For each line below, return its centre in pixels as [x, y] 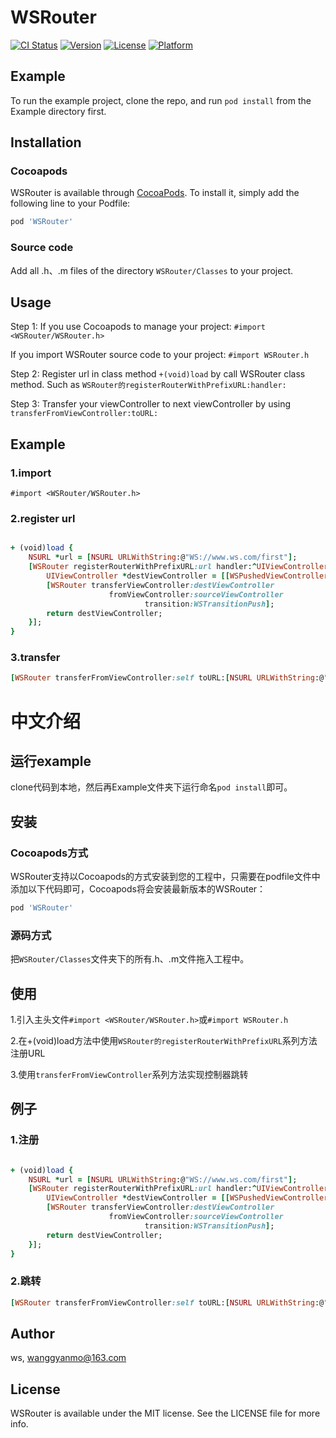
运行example [51, 761]
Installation [46, 142]
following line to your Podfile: [70, 203]
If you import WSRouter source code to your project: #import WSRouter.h [160, 355]
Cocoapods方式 [49, 853]
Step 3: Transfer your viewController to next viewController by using [151, 404]
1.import [31, 473]
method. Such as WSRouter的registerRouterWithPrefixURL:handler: [148, 385]
